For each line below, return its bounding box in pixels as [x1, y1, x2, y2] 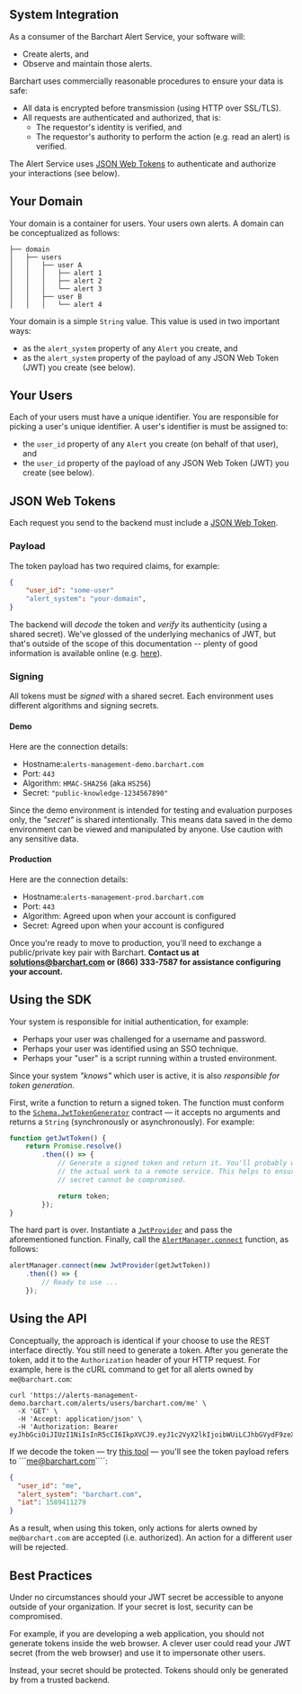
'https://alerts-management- [29, 1391, 139, 1400]
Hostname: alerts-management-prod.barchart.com [22, 891, 204, 902]
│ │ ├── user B [9, 292, 83, 301]
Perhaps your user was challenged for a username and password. [22, 1033, 267, 1044]
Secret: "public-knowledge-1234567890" [22, 787, 169, 797]
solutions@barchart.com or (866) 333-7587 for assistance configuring [9, 956, 281, 967]
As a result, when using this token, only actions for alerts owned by [9, 1523, 258, 1534]
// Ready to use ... [41, 1278, 119, 1287]
